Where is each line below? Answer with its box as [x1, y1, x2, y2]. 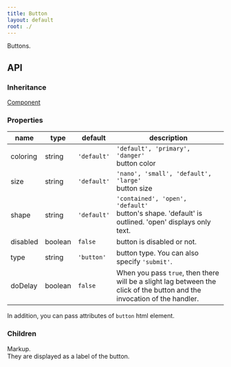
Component [7, 98, 41, 107]
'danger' [116, 152, 145, 159]
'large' [116, 177, 142, 185]
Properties [7, 115, 43, 125]
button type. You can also [116, 248, 199, 258]
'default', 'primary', [116, 145, 191, 152]
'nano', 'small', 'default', [116, 170, 212, 178]
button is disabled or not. [116, 237, 197, 247]
